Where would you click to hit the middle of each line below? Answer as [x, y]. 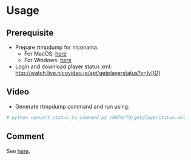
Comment [25, 136]
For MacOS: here [45, 54]
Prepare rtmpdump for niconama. [57, 47]
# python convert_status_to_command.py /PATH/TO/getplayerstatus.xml [96, 117]
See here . [18, 151]
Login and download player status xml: [63, 66]
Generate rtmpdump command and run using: [72, 106]
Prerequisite [30, 33]
